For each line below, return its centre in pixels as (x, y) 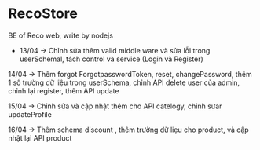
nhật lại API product (40, 137)
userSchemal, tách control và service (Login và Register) (112, 59)
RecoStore (43, 14)
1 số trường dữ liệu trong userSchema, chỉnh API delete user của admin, (124, 82)
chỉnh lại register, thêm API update (64, 90)
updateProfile (30, 114)
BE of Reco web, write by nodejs (61, 35)
